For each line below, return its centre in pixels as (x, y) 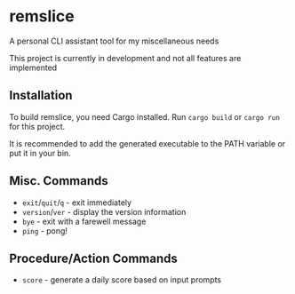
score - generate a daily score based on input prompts (122, 280)
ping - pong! (45, 230)
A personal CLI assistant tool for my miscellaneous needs (114, 41)
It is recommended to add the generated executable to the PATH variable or (147, 143)
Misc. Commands (59, 181)
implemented (33, 68)
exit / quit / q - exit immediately (76, 203)
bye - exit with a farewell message (84, 221)
